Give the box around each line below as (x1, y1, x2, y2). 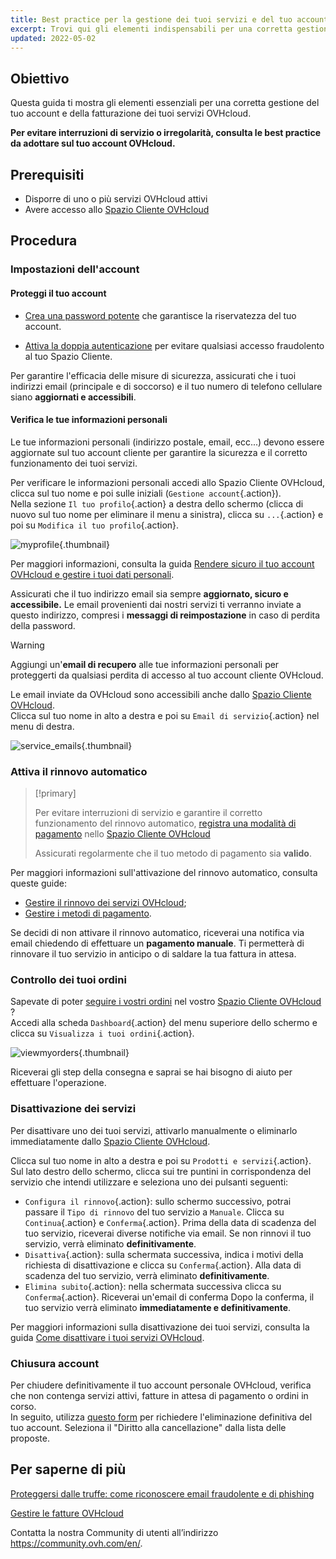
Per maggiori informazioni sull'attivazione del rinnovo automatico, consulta (10, 867, 318, 879)
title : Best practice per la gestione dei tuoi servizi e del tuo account (10, 14, 329, 25)
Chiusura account (10, 1356, 100, 1370)
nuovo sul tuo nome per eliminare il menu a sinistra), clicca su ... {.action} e (10, 508, 324, 520)
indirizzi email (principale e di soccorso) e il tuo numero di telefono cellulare (10, 380, 323, 392)
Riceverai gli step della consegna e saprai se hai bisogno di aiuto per (10, 1066, 293, 1078)
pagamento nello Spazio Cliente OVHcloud (34, 828, 211, 840)
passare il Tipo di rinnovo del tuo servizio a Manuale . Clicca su (24, 1206, 285, 1218)
